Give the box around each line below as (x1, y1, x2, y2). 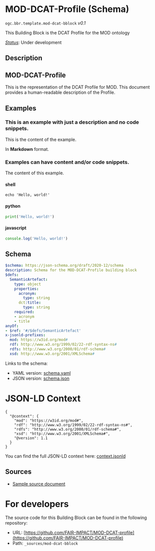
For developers (5, 498, 69, 510)
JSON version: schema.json (12, 375, 70, 381)
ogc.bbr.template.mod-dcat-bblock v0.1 (5, 20, 86, 26)
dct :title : (18, 300, 41, 305)
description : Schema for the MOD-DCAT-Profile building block (5, 268, 137, 273)
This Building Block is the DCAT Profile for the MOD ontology (5, 29, 130, 35)
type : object (14, 281, 41, 287)
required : (14, 310, 35, 315)
